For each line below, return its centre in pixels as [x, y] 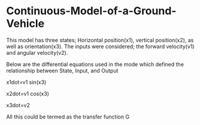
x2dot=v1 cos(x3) [28, 93]
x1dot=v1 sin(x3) [26, 82]
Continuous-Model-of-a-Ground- [91, 11]
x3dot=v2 [18, 105]
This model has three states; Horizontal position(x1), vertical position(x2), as [100, 40]
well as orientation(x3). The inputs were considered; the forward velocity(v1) [100, 46]
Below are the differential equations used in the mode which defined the [95, 64]
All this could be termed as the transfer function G [68, 117]
